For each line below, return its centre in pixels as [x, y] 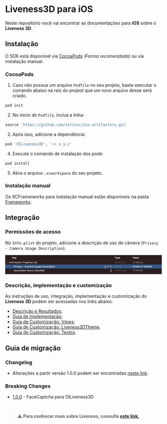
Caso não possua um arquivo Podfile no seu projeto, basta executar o [84, 85]
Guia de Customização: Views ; [44, 322]
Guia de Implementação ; [38, 317]
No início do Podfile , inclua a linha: [48, 115]
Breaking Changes [28, 386]
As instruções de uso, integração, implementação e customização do [76, 296]
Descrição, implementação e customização [59, 285]
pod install [17, 163]
